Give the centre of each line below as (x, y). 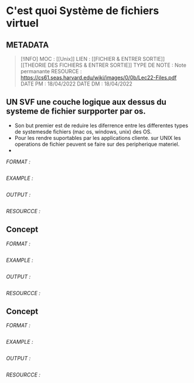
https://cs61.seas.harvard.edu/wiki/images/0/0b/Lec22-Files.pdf (98, 78)
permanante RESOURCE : (51, 71)
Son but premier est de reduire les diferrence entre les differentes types (101, 125)
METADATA (28, 45)
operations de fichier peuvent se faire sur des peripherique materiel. (97, 144)
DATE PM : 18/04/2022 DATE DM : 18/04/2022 (76, 84)
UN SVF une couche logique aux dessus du (86, 102)
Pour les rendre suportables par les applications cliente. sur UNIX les (98, 138)
